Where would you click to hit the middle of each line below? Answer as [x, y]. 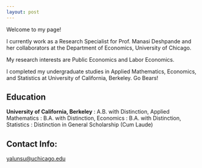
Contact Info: [32, 144]
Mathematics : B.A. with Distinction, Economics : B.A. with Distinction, [94, 118]
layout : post [23, 12]
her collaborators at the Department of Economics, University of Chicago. [99, 48]
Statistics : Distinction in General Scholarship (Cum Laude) [80, 125]
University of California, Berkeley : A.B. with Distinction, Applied [88, 112]
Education [26, 97]
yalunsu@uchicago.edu [36, 159]
